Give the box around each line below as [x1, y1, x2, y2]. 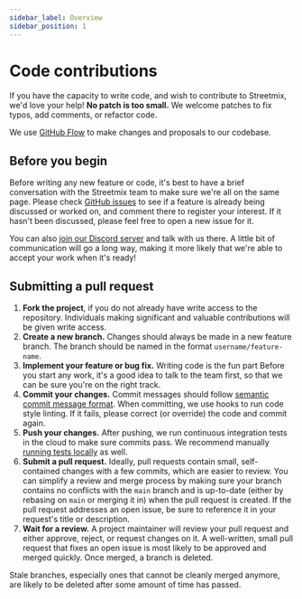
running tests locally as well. [22, 446, 128, 457]
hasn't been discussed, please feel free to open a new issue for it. [9, 216, 254, 227]
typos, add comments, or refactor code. [9, 109, 158, 120]
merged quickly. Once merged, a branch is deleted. [22, 552, 214, 563]
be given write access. [22, 322, 107, 332]
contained [22, 466, 60, 477]
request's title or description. [22, 514, 131, 525]
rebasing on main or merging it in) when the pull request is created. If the [22, 494, 292, 506]
